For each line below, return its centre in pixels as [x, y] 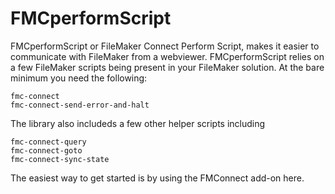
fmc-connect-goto [46, 150]
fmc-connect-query [48, 142]
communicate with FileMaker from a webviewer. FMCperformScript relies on [167, 56]
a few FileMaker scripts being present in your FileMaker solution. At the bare [167, 67]
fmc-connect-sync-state [60, 159]
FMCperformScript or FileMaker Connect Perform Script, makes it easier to [165, 46]
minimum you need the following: [79, 78]
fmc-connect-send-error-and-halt [80, 105]
